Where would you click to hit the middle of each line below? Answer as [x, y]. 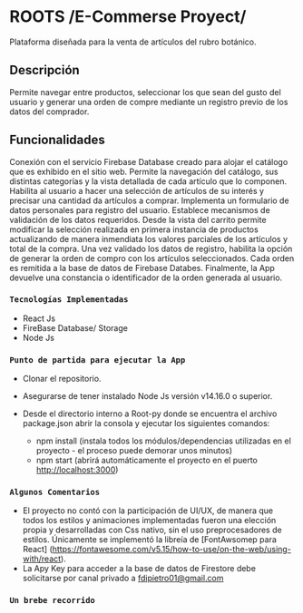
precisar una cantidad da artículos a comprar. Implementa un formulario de [149, 200]
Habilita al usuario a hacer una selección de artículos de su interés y [137, 190]
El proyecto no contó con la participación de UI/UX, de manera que [148, 511]
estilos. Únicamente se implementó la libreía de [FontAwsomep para [149, 540]
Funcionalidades [58, 140]
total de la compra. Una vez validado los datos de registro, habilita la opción [151, 248]
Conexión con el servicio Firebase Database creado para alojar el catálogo [149, 161]
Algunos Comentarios [55, 492]
